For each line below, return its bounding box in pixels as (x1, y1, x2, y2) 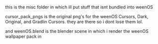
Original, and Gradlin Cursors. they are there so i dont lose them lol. (5, 19, 143, 24)
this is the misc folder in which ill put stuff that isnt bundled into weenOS (5, 4, 153, 10)
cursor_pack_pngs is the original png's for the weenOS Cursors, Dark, (5, 14, 149, 19)
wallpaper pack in (5, 34, 42, 39)
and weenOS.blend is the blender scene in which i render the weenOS (5, 28, 149, 34)
